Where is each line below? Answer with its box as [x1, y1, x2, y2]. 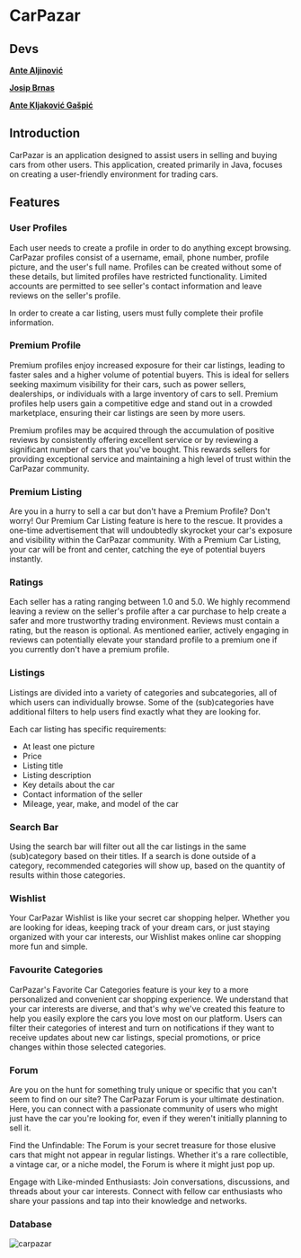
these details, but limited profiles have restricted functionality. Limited [9, 270, 268, 281]
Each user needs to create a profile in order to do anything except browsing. [9, 242, 292, 252]
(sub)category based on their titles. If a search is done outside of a [9, 850, 256, 861]
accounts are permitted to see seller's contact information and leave [9, 280, 262, 291]
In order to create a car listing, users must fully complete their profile [9, 307, 263, 318]
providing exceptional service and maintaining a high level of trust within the [9, 453, 292, 464]
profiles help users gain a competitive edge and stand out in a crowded [9, 397, 273, 409]
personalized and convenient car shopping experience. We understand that [9, 994, 289, 1005]
